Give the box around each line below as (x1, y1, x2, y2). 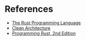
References (4, 3, 53, 15)
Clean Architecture (11, 25, 51, 31)
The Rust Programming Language (11, 20, 81, 26)
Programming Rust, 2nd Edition (11, 30, 76, 36)
